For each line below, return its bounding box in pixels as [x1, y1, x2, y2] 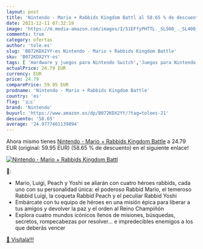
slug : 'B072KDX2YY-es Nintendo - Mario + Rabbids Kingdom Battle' [6, 48, 177, 54]
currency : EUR [6, 71, 42, 77]
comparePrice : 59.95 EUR [6, 82, 69, 88]
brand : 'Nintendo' [6, 104, 53, 111]
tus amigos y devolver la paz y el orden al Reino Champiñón [14, 205, 164, 212]
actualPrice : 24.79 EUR [6, 65, 66, 71]
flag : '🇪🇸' [6, 99, 36, 105]
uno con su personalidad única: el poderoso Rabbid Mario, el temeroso [14, 186, 192, 193]
